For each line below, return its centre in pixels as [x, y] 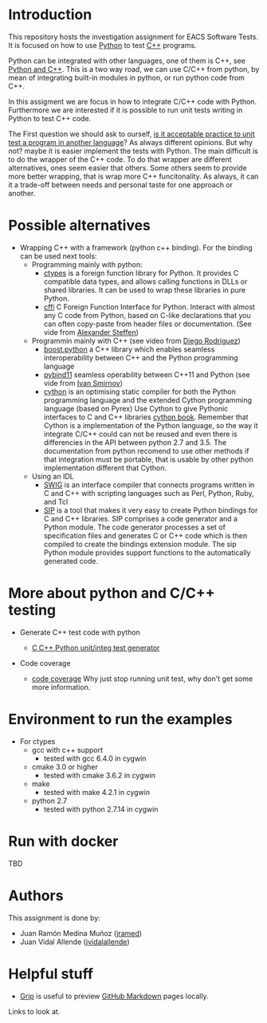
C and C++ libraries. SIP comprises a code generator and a [140, 518]
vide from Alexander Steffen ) [91, 332]
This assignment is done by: [55, 918]
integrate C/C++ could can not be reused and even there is [140, 434]
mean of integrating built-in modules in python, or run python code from [127, 77]
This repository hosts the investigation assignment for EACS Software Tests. [133, 37]
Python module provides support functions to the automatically [147, 553]
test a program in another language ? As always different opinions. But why [131, 142]
